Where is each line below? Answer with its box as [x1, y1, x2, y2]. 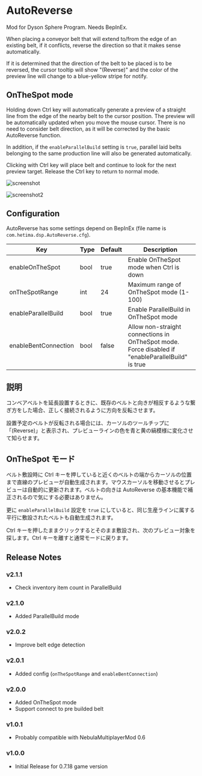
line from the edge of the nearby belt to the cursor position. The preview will [6, 112, 195, 119]
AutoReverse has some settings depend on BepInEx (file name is [6, 224, 167, 232]
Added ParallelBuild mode [14, 613, 79, 620]
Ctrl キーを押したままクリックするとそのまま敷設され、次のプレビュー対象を [6, 527, 195, 534]
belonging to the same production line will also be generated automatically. [6, 149, 192, 157]
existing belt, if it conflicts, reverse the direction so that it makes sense [6, 42, 182, 49]
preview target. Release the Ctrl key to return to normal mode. [6, 167, 159, 175]
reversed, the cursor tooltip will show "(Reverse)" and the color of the [6, 66, 179, 73]
